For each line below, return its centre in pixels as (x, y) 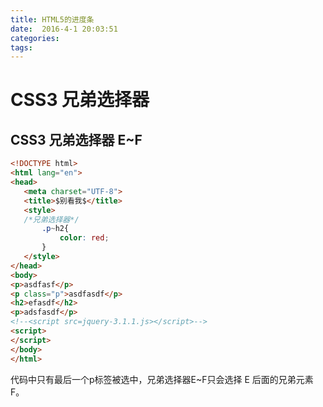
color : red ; (84, 238)
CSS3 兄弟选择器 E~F (76, 139)
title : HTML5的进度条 (52, 19)
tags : (21, 47)
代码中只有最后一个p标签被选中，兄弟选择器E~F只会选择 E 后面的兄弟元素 (162, 379)
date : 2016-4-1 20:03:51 (64, 29)
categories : (35, 38)
